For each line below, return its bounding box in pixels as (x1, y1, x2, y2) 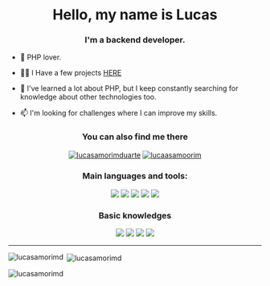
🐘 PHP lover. (19, 52, 62, 62)
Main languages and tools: (82, 170, 188, 182)
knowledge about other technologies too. (19, 92, 157, 102)
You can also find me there (81, 131, 189, 142)
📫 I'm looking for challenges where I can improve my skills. (19, 108, 218, 118)
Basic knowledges (98, 210, 172, 221)
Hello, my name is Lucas (51, 6, 219, 24)
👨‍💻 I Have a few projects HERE (19, 68, 122, 78)
